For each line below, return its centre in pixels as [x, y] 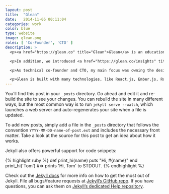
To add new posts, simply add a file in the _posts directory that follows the [82, 125]
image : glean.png [23, 38]
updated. [15, 115]
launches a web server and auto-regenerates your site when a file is [76, 110]
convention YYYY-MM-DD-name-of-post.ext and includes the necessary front [82, 130]
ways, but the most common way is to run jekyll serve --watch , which [79, 104]
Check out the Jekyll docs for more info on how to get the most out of [77, 176]
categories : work [23, 24]
